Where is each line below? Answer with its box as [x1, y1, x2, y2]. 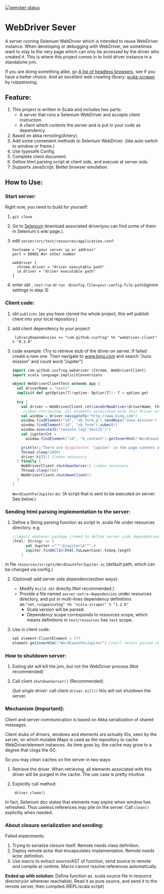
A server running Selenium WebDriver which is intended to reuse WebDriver [5, 38, 158, 44]
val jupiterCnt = [21, 432, 56, 437]
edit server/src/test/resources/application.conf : [12, 238, 115, 244]
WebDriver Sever [5, 22, 76, 33]
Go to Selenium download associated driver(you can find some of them [12, 223, 156, 229]
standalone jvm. [5, 59, 38, 65]
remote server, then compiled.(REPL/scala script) [5, 884, 104, 890]
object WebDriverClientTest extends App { [12, 382, 100, 386]
